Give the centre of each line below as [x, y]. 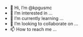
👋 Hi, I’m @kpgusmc [31, 8]
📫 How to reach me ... [33, 29]
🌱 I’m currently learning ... [37, 18]
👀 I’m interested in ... [31, 13]
